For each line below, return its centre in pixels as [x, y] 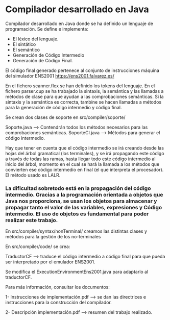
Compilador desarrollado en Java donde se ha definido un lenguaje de [79, 23]
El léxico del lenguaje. [35, 39]
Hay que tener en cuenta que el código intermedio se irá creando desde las [85, 148]
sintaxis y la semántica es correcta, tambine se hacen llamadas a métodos [83, 102]
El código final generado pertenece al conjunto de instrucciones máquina [82, 70]
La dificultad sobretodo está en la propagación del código [78, 188]
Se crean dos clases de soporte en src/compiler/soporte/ [66, 117]
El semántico [26, 50]
